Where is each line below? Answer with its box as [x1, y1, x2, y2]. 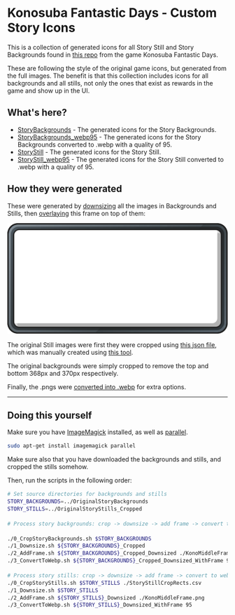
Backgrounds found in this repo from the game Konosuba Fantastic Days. [7, 50, 218, 59]
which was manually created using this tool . [7, 348, 134, 356]
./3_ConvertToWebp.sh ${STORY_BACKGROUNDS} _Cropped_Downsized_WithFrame [7, 557, 224, 565]
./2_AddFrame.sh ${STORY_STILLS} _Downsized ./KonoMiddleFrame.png [7, 594, 205, 601]
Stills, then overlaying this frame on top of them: [7, 209, 145, 217]
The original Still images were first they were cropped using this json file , [7, 340, 217, 349]
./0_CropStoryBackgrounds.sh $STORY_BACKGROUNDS [7, 535, 152, 542]
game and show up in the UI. [7, 86, 90, 95]
